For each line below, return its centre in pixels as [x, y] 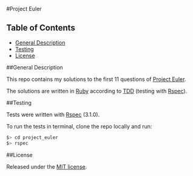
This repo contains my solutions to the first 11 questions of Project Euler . [96, 79]
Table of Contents [41, 28]
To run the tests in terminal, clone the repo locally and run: [79, 126]
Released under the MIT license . [47, 166]
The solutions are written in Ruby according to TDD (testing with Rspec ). [97, 91]
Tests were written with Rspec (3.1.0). [53, 114]
